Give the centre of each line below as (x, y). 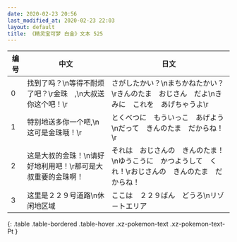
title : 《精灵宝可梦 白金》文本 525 (55, 34)
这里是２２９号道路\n (62, 195)
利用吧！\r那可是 (69, 166)
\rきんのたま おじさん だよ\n (163, 94)
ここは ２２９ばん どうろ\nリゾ (168, 195)
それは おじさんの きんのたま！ (168, 151)
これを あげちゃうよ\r (171, 105)
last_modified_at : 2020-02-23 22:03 (61, 21)
